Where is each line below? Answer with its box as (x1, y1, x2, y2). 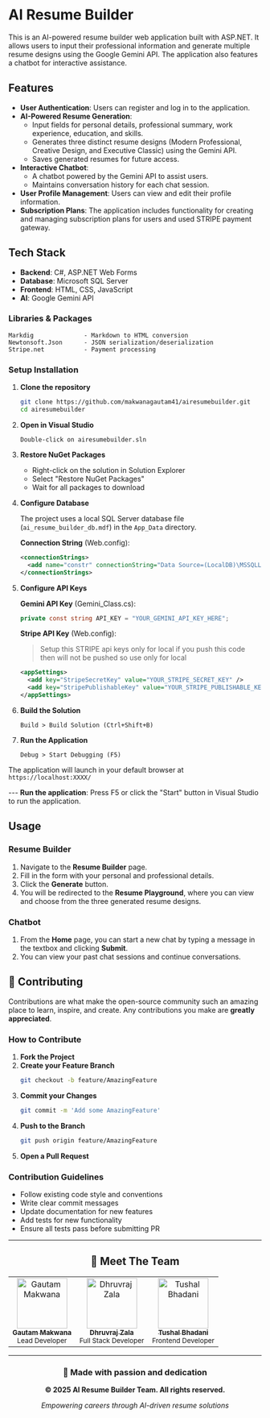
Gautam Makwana (12, 1328, 72, 1337)
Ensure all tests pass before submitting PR (19, 1223, 161, 1233)
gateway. (19, 222, 51, 232)
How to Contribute (8, 1034, 82, 1045)
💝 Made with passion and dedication (63, 1366, 207, 1378)
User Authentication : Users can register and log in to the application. (19, 102, 251, 112)
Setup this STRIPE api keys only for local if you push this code (39, 645, 246, 654)
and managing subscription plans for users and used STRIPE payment (19, 214, 252, 223)
